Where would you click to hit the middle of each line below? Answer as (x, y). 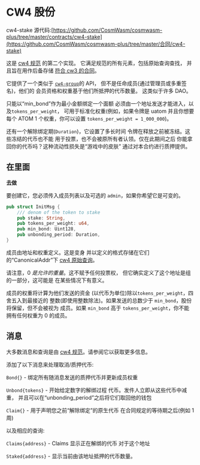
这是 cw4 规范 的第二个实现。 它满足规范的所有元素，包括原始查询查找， (96, 63)
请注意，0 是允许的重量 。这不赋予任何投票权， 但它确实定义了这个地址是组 (99, 272)
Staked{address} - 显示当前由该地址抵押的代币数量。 (71, 456)
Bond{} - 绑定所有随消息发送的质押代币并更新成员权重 (72, 377)
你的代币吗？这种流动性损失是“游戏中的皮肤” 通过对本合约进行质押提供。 (101, 146)
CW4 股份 (31, 12)
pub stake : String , (41, 218)
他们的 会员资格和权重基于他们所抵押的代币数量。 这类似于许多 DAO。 (105, 91)
